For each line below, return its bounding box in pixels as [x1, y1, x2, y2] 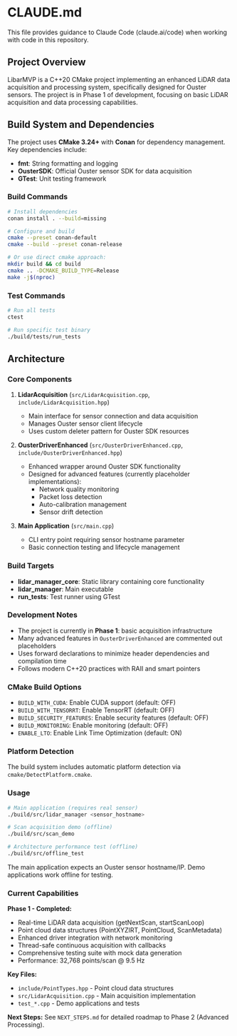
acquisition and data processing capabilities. [7, 98, 138, 106]
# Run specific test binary [7, 326, 91, 333]
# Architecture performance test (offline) [7, 843, 139, 850]
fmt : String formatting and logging [17, 159, 119, 168]
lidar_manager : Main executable [17, 585, 114, 593]
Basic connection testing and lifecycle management [28, 543, 180, 552]
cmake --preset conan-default [7, 234, 98, 241]
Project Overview [7, 56, 86, 69]
